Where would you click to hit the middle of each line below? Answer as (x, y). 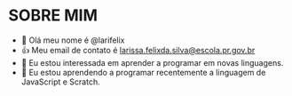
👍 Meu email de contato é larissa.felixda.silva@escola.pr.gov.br (138, 50)
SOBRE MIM (53, 16)
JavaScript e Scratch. (60, 82)
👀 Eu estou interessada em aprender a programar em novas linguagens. (152, 62)
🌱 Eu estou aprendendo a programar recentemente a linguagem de (143, 72)
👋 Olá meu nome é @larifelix (73, 40)
